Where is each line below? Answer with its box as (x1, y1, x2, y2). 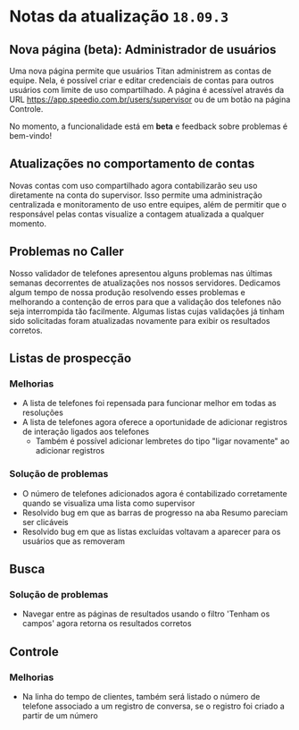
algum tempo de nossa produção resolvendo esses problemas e (9, 286, 245, 297)
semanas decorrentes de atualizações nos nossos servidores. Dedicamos (9, 277, 281, 288)
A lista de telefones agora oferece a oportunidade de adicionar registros (21, 417, 288, 428)
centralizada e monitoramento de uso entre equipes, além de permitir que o (9, 199, 287, 209)
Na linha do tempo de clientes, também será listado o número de (21, 691, 261, 701)
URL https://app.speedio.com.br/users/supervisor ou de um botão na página (9, 94, 291, 105)
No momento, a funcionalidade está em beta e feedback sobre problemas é (9, 121, 288, 132)
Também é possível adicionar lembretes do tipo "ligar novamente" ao (35, 436, 290, 446)
